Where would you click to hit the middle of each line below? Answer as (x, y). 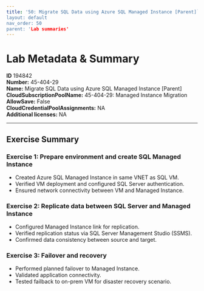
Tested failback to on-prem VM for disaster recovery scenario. (93, 282)
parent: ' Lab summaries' (38, 29)
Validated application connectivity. (58, 275)
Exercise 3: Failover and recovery (57, 256)
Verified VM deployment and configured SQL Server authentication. (100, 183)
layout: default (27, 18)
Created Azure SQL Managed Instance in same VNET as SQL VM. (97, 177)
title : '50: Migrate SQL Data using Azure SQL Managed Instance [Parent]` (103, 12)
